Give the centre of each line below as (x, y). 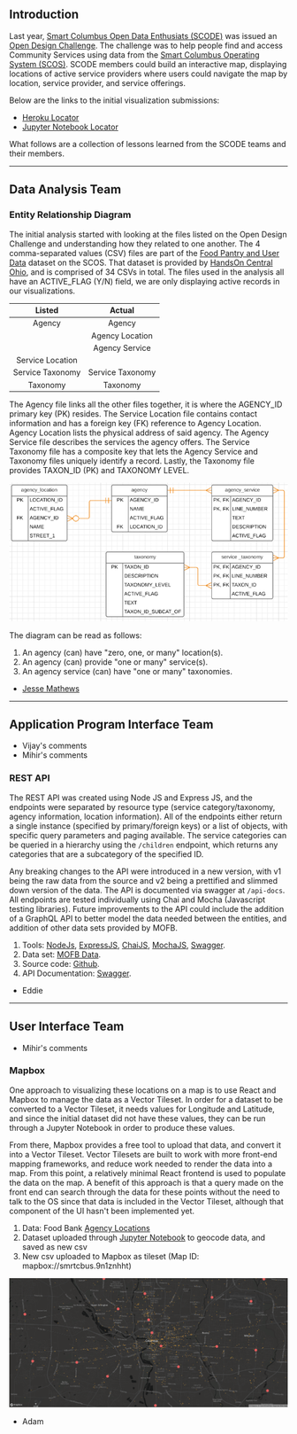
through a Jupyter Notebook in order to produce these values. (122, 1127)
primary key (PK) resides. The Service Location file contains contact (133, 414)
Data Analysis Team (65, 190)
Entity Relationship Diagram (70, 214)
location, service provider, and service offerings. (97, 82)
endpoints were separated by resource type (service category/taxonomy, (142, 807)
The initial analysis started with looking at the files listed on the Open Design (148, 234)
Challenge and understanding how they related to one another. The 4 (135, 244)
